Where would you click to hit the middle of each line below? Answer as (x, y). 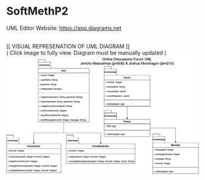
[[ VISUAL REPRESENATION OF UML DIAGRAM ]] (68, 46)
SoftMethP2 (38, 11)
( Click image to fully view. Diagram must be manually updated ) (86, 52)
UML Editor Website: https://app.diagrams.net (64, 28)
